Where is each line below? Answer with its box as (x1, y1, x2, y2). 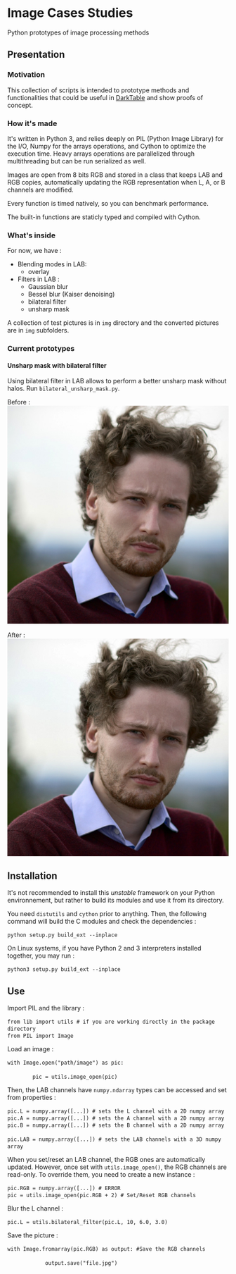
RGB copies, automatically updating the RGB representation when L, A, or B (7, 178, 225, 186)
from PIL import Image (7, 1032, 74, 1040)
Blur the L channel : (7, 1204, 64, 1213)
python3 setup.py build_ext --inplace (7, 966, 121, 973)
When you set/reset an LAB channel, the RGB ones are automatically (7, 1156, 206, 1164)
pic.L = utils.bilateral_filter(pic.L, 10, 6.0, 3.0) (7, 1219, 169, 1226)
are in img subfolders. (7, 326, 70, 335)
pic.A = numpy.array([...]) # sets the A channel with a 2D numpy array (7, 1115, 225, 1122)
